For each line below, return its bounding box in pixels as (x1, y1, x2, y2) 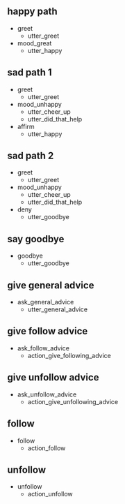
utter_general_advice (27, 305, 88, 313)
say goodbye (7, 233, 65, 245)
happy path (7, 6, 58, 17)
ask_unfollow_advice (17, 390, 77, 399)
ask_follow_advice (17, 343, 69, 352)
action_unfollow (27, 490, 73, 498)
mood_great (17, 38, 52, 47)
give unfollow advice (7, 371, 99, 383)
